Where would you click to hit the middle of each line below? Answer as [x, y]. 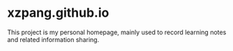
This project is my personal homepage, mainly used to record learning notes [117, 32]
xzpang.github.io [58, 13]
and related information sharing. [53, 39]
